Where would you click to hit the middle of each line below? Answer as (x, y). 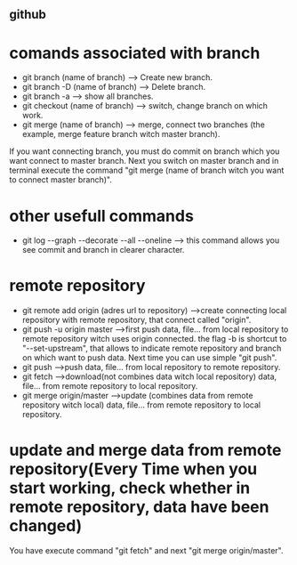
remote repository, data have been (139, 507)
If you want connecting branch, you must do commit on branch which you (144, 151)
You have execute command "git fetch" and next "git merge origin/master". (146, 551)
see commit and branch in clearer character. (103, 250)
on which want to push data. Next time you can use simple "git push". (149, 358)
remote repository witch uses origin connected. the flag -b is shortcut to (154, 339)
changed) (46, 526)
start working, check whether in (130, 488)
